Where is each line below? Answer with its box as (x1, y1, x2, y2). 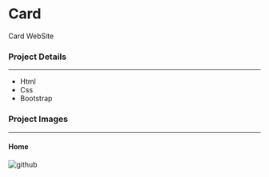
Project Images (8, 113, 68, 124)
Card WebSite (8, 31, 54, 41)
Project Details (8, 51, 66, 62)
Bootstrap (19, 93, 53, 104)
